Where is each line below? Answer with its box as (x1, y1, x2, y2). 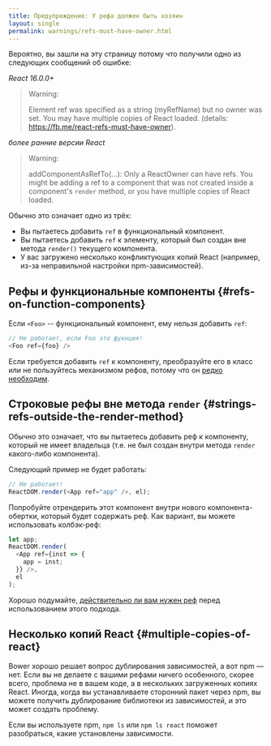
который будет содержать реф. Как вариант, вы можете (41, 511, 236, 521)
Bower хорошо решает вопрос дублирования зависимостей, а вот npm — (8, 662, 265, 671)
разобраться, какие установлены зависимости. (8, 729, 174, 739)
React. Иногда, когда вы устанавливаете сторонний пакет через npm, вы (8, 687, 261, 697)
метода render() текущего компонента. (19, 244, 157, 254)
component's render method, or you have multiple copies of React (28, 186, 250, 196)
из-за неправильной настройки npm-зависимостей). (19, 261, 204, 271)
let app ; (8, 535, 38, 543)
